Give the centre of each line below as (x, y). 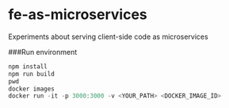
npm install (28, 66)
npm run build (32, 74)
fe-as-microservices (78, 15)
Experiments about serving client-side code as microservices (108, 37)
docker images (32, 89)
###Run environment (43, 52)
